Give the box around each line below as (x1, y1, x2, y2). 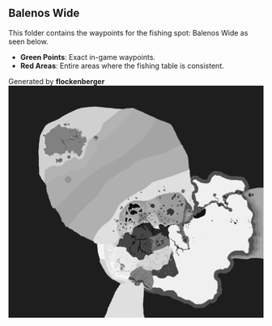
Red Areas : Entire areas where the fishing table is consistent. (19, 61, 224, 70)
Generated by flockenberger (8, 76, 105, 86)
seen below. (8, 36, 49, 46)
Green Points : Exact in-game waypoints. (19, 52, 156, 61)
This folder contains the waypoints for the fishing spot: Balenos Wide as (8, 28, 249, 37)
